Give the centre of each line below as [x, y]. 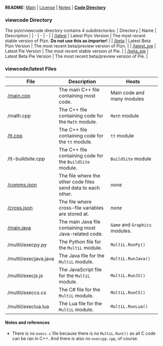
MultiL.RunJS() [128, 275]
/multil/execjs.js [25, 275]
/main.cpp [19, 95]
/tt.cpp [15, 136]
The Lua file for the [81, 303]
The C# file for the [80, 289]
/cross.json [20, 207]
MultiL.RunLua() [129, 306]
